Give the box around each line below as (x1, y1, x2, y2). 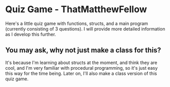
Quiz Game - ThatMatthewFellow (5, 4, 147, 15)
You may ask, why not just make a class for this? (5, 46, 161, 54)
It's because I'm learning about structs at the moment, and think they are (5, 60, 157, 66)
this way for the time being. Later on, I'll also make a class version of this (5, 70, 157, 76)
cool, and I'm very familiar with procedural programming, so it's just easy (5, 65, 158, 71)
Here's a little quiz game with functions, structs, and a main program (5, 20, 148, 26)
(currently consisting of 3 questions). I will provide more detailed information (5, 25, 165, 32)
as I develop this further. (5, 31, 56, 37)
